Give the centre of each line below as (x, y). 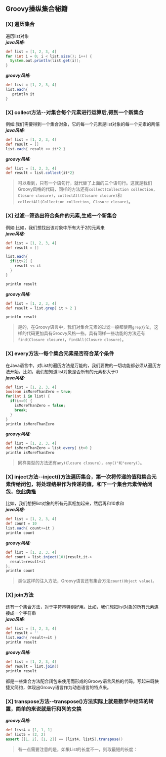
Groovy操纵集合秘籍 (37, 9)
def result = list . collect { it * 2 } (40, 173)
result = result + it (28, 562)
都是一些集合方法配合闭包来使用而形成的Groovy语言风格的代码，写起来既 (80, 681)
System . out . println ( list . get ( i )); (45, 61)
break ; (21, 410)
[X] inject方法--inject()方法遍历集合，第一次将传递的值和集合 (79, 477)
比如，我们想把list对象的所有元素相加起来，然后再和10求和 (65, 503)
